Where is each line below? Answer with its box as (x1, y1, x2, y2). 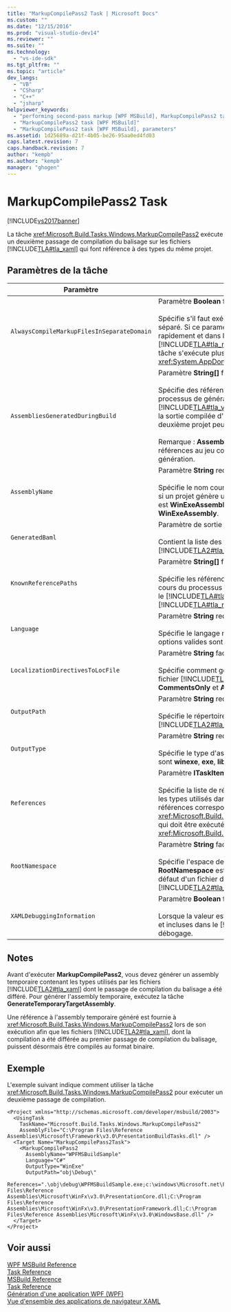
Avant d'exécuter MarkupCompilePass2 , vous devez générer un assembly (7, 971, 219, 979)
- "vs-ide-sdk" (13, 55, 57, 62)
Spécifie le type (157, 748, 209, 758)
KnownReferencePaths (10, 579, 78, 587)
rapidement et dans (157, 331, 221, 341)
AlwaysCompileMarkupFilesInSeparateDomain (10, 328, 152, 335)
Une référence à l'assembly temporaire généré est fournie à (7, 1013, 177, 1022)
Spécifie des (157, 386, 199, 395)
